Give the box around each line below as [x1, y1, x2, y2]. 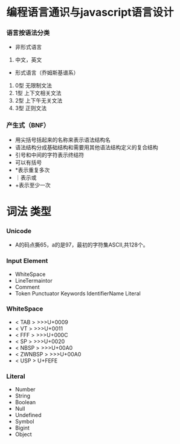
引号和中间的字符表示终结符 [14, 151, 85, 158]
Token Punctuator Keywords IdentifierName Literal [14, 289, 141, 297]
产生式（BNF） [6, 121, 50, 130]
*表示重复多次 [14, 166, 50, 173]
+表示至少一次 [14, 181, 51, 188]
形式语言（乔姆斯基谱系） [14, 69, 79, 76]
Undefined [14, 411, 42, 419]
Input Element [6, 257, 48, 265]
